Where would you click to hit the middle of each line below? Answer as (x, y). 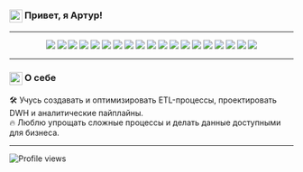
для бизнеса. (35, 132)
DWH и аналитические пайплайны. (77, 113)
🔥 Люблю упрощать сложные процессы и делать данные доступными (145, 122)
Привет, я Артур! (64, 15)
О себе (40, 78)
